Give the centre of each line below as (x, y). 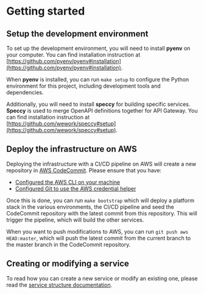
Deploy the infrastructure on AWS (72, 149)
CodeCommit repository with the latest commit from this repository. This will (102, 213)
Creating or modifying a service (68, 264)
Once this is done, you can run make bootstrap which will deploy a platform (100, 200)
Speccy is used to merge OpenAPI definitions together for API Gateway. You (102, 110)
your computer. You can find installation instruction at (73, 55)
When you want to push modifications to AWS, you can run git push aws (97, 231)
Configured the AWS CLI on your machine (68, 182)
